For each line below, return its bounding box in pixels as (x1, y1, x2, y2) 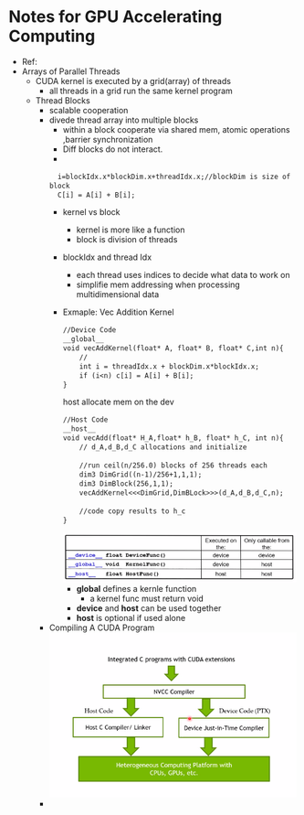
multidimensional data (76, 288, 160, 299)
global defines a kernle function (76, 584, 197, 595)
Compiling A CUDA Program (48, 622, 155, 633)
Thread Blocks (35, 94, 90, 106)
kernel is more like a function (76, 224, 185, 235)
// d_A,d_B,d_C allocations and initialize (79, 442, 247, 452)
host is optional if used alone (76, 613, 186, 624)
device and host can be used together (76, 603, 222, 614)
